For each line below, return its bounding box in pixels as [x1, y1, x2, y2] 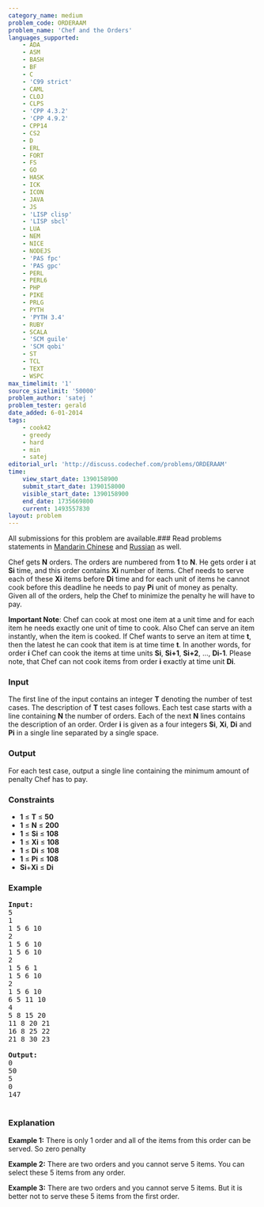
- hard [22, 438, 44, 446]
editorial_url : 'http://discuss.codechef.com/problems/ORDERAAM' [8, 461, 228, 469]
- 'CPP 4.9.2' [22, 115, 69, 123]
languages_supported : [8, 33, 80, 42]
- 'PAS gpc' [22, 262, 62, 270]
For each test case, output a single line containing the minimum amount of [8, 765, 250, 776]
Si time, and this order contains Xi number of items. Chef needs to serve [8, 566, 244, 575]
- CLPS [22, 100, 44, 108]
